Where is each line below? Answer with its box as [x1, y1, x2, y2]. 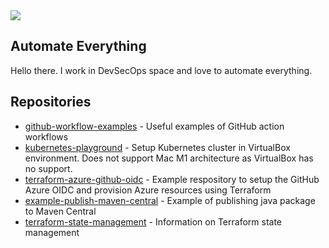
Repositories [10, 94, 92, 111]
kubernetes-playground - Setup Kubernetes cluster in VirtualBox [24, 141, 291, 153]
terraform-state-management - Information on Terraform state [24, 215, 283, 228]
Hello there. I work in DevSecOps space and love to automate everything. [10, 64, 313, 76]
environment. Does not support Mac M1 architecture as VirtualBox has [24, 152, 314, 164]
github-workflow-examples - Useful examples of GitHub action [24, 120, 285, 132]
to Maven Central [24, 205, 97, 217]
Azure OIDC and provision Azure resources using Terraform [24, 184, 272, 196]
